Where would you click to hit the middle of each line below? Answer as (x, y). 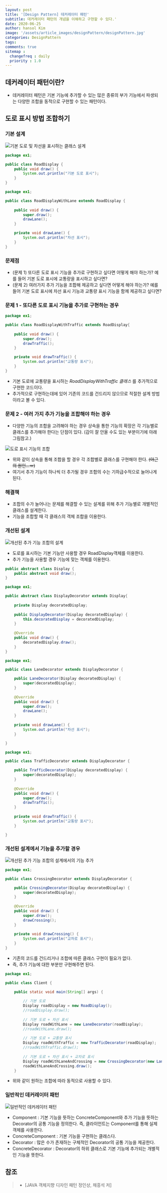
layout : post (19, 10)
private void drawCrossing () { (46, 934)
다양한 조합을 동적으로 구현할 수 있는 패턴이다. (62, 101)
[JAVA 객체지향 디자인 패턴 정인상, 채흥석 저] (68, 1185)
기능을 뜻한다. (31, 1155)
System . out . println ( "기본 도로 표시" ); (61, 173)
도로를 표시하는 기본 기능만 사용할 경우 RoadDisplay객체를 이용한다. (78, 553)
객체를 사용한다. (28, 1130)
